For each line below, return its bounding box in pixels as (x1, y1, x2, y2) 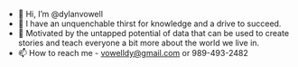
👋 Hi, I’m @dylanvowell (17, 9, 104, 19)
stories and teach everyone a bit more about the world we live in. (17, 37, 260, 48)
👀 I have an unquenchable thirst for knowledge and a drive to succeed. (17, 18, 282, 29)
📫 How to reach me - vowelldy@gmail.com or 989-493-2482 (17, 48, 248, 58)
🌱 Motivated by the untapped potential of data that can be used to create (17, 28, 290, 38)
